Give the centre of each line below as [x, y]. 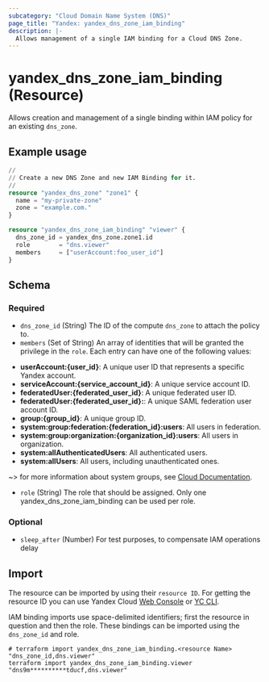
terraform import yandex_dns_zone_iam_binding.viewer [101, 663]
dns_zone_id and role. [44, 634]
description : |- [35, 31]
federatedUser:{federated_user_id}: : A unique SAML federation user [136, 401]
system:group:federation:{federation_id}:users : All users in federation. [141, 427]
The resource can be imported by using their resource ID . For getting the [130, 593]
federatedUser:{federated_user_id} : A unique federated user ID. [128, 393]
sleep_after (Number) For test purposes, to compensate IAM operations [140, 540]
